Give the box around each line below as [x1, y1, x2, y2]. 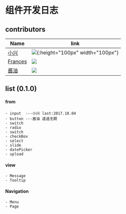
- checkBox [5, 134, 28, 139]
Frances [8, 58, 27, 65]
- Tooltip [5, 178, 26, 183]
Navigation [5, 188, 29, 194]
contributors [5, 25, 46, 33]
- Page [5, 204, 19, 209]
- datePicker [5, 147, 33, 152]
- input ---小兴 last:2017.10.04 [5, 111, 77, 116]
